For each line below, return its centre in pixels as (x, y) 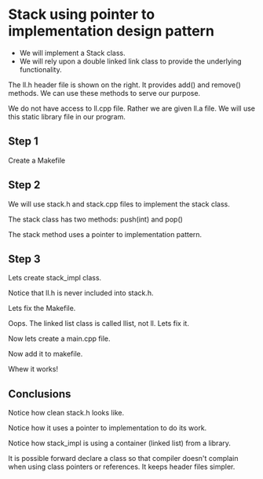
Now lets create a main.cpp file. (60, 338)
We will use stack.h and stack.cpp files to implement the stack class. (119, 204)
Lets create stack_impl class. (55, 278)
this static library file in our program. (67, 116)
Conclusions (40, 394)
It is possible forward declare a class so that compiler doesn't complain (123, 459)
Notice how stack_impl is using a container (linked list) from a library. (120, 443)
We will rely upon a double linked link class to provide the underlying (130, 61)
